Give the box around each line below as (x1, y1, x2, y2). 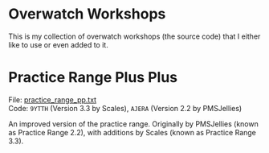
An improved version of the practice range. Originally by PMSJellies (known (8, 118, 259, 129)
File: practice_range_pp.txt (8, 94, 97, 105)
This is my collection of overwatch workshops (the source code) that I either (8, 31, 261, 41)
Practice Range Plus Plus (8, 68, 178, 87)
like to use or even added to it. (8, 39, 108, 49)
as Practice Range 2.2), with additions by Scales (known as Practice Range (8, 127, 257, 137)
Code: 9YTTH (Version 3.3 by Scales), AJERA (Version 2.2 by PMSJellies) (8, 103, 243, 113)
